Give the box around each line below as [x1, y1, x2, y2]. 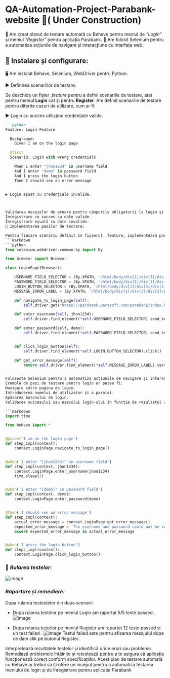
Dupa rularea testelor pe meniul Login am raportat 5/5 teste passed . [12, 610, 155, 616]
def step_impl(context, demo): [5, 492, 71, 497]
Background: [10, 136, 35, 141]
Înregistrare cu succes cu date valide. [5, 215, 92, 220]
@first [10, 150, 24, 155]
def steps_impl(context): [5, 547, 60, 552]
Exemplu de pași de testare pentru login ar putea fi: [5, 381, 123, 386]
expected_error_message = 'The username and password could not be [14, 524, 159, 529]
